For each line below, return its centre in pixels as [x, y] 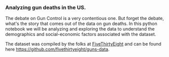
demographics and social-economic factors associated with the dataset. [81, 34]
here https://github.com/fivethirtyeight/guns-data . [57, 49]
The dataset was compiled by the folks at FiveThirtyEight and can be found [83, 44]
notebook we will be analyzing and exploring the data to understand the [80, 29]
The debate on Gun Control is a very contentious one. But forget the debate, [85, 18]
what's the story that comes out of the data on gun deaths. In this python [81, 23]
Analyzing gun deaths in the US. [46, 7]
